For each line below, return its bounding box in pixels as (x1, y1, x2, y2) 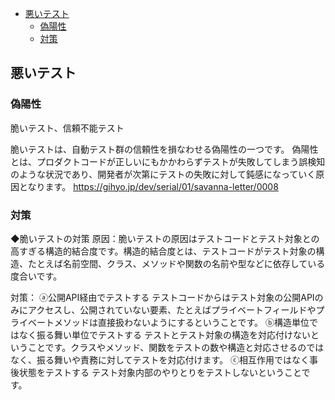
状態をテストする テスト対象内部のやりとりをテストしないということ (18, 366, 302, 378)
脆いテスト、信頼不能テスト (10, 122, 125, 134)
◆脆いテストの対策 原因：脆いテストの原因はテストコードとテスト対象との (10, 232, 320, 244)
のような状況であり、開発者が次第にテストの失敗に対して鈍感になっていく (10, 168, 317, 180)
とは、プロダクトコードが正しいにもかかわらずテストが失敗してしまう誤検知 (10, 155, 326, 167)
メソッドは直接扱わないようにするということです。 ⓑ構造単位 (53, 316, 310, 328)
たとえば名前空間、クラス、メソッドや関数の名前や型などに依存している (27, 257, 326, 269)
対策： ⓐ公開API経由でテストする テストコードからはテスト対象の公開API (10, 291, 315, 303)
